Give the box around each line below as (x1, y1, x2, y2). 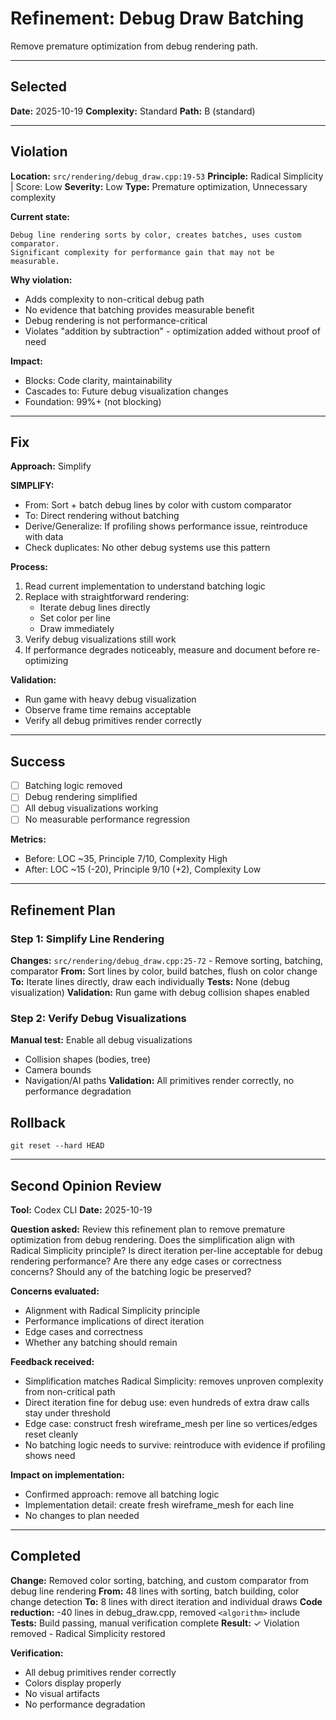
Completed (10, 1548, 82, 1565)
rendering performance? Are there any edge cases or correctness (10, 1255, 282, 1267)
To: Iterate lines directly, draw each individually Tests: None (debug (10, 976, 290, 988)
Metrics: (10, 833, 47, 846)
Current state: (10, 210, 70, 222)
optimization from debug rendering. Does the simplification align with (10, 1234, 296, 1246)
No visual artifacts (24, 1687, 100, 1699)
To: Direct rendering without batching (24, 510, 180, 522)
